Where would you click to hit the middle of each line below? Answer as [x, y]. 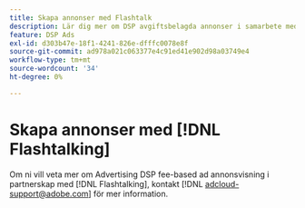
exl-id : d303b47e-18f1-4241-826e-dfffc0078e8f [99, 43]
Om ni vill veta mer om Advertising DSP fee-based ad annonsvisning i [139, 174]
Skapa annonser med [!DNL [115, 129]
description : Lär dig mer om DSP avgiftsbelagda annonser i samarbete [146, 26]
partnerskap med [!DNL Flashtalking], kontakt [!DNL [106, 183]
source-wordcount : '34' [54, 69]
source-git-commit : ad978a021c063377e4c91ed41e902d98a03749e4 [129, 52]
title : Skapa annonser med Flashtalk [81, 18]
